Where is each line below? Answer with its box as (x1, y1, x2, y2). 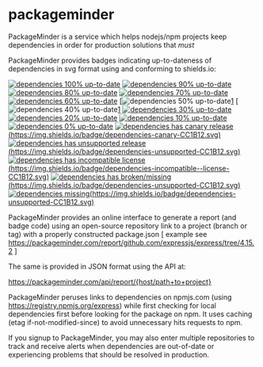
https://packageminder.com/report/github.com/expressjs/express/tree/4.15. (8, 238, 255, 247)
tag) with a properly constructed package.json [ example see (8, 229, 208, 239)
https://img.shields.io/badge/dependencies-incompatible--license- (10, 163, 230, 173)
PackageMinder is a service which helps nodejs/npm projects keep (8, 32, 227, 41)
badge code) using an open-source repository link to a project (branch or (8, 220, 248, 231)
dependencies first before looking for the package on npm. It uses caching (8, 309, 253, 319)
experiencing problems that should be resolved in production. (8, 350, 210, 359)
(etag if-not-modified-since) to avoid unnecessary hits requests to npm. (8, 317, 243, 327)
